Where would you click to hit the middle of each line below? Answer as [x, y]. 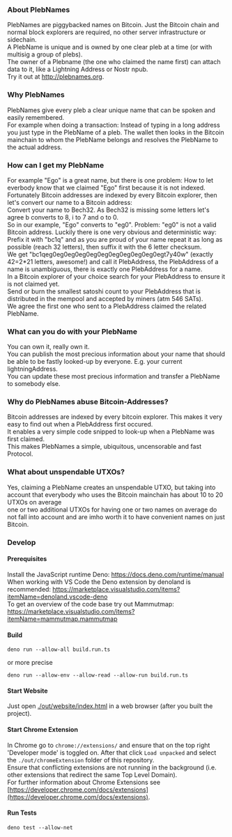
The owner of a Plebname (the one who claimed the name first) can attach [114, 62]
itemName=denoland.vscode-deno [57, 597]
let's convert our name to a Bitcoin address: [70, 202]
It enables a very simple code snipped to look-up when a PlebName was [111, 432]
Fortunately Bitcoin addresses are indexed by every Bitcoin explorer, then [112, 195]
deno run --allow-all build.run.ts [59, 650]
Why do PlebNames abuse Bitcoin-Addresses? [88, 402]
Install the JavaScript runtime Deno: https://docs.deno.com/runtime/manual [116, 574]
